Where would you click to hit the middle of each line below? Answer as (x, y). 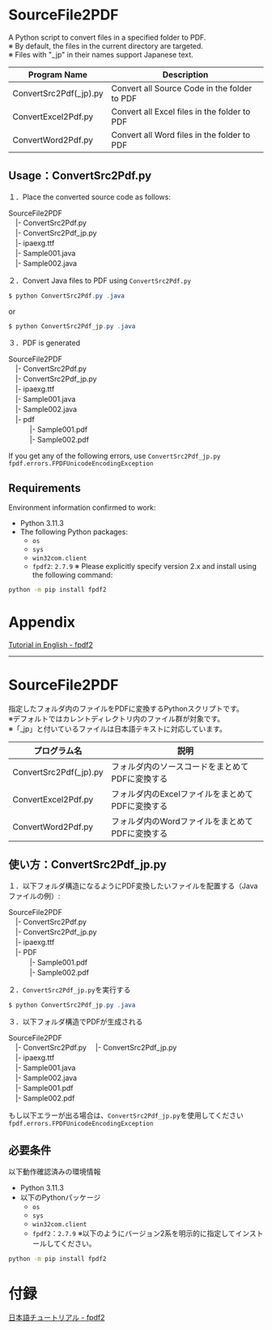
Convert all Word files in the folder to (181, 135)
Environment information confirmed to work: (82, 507)
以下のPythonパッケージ (60, 1197)
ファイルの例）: (34, 896)
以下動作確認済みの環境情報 (55, 1171)
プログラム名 (58, 751)
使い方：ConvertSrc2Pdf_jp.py (88, 865)
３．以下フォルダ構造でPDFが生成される (76, 1021)
